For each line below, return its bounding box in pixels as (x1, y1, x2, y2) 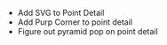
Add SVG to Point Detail (17, 8, 105, 18)
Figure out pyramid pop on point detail (17, 26, 158, 36)
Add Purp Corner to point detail (17, 17, 133, 27)
